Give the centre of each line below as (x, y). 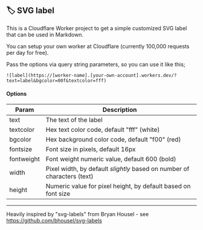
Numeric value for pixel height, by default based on (118, 186)
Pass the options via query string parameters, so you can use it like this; (96, 64)
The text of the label (74, 120)
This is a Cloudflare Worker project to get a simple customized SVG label (97, 28)
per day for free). (27, 52)
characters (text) (69, 176)
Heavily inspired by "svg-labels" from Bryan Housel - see (78, 214)
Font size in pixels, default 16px (91, 149)
